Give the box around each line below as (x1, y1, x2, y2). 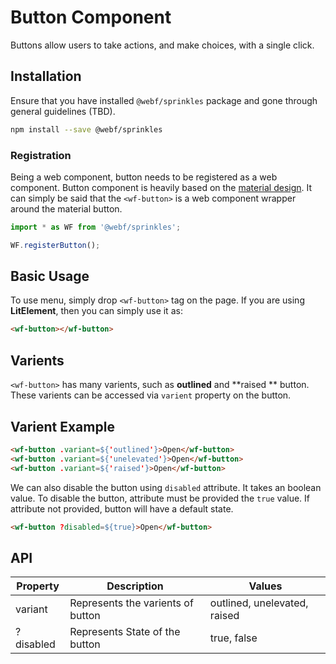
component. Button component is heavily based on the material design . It (10, 181, 313, 193)
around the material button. (10, 202, 123, 215)
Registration (10, 148, 72, 162)
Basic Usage (10, 268, 90, 285)
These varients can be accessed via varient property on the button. (10, 389, 292, 401)
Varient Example (10, 418, 115, 435)
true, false (209, 631, 258, 645)
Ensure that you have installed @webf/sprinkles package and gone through (10, 94, 318, 106)
